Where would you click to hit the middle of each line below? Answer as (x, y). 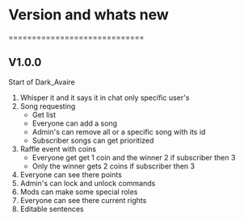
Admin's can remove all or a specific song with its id (119, 131)
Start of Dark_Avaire (42, 81)
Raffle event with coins (58, 149)
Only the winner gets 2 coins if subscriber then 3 (114, 166)
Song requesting (48, 106)
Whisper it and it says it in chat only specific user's (105, 98)
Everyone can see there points (71, 174)
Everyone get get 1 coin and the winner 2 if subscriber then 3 (134, 157)
